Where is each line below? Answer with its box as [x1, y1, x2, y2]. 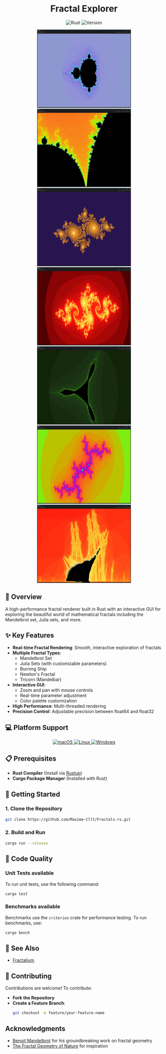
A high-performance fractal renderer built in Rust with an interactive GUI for [5, 606, 161, 612]
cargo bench [5, 930, 30, 935]
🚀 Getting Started [5, 790, 60, 799]
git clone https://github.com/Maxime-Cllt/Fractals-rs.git [5, 817, 131, 822]
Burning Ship [19, 665, 47, 671]
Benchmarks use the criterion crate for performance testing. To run [5, 914, 146, 920]
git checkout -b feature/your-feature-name [12, 1010, 105, 1015]
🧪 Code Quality [5, 855, 53, 863]
